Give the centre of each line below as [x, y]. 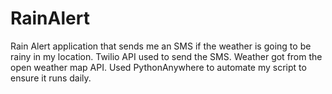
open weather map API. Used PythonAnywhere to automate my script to [158, 67]
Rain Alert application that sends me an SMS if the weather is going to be [161, 46]
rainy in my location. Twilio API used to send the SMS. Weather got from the [166, 56]
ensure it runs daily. [51, 78]
